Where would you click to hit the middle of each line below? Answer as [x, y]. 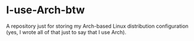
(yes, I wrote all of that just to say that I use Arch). [66, 32]
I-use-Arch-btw [46, 10]
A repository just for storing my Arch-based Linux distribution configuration [97, 26]
